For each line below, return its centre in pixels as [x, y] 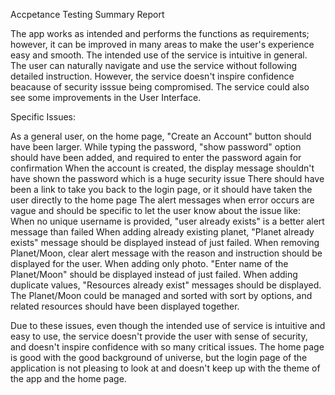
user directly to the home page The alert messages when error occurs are [162, 200]
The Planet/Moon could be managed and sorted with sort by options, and [161, 295]
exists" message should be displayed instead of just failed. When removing [165, 242]
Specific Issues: [43, 117]
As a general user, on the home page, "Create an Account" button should [161, 136]
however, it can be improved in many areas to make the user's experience [162, 44]
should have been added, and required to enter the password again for [156, 157]
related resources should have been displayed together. [125, 306]
